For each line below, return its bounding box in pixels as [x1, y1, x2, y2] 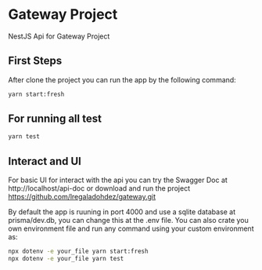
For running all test [8, 112, 102, 126]
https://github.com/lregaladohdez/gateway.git [8, 192, 156, 202]
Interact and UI [8, 155, 82, 168]
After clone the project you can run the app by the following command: [8, 75, 236, 84]
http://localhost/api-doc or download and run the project [8, 184, 190, 193]
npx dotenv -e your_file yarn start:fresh [8, 247, 149, 256]
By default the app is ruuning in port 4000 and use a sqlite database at [8, 207, 236, 217]
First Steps [8, 54, 63, 67]
